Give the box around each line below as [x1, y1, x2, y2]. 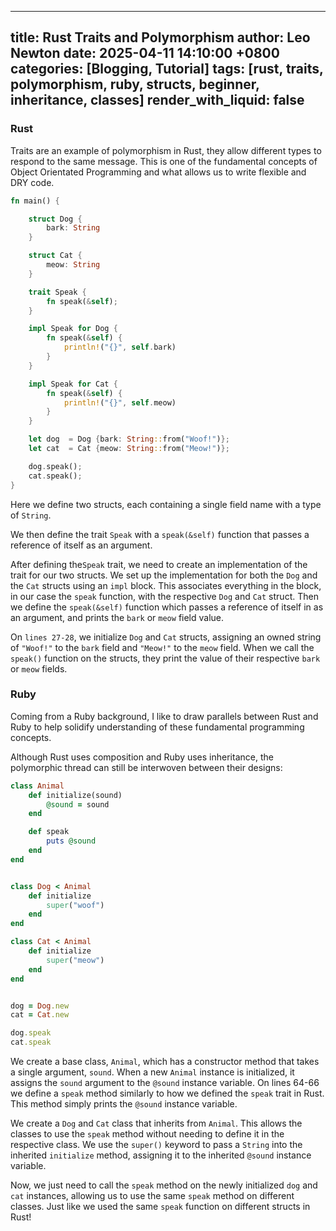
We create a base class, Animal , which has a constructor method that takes [10, 1056, 320, 1068]
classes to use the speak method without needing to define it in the [10, 1128, 285, 1140]
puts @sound [46, 836, 97, 846]
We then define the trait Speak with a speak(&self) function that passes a [10, 528, 310, 540]
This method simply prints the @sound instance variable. [10, 1098, 238, 1110]
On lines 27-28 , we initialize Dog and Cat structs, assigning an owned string [10, 631, 322, 643]
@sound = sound [46, 799, 110, 810]
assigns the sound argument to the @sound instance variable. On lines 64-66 [10, 1077, 320, 1089]
